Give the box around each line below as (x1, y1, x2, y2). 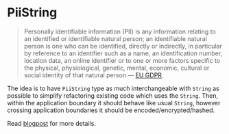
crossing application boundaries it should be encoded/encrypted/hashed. (7, 106, 215, 114)
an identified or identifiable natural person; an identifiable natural (23, 34, 208, 42)
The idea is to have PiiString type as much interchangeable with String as (7, 84, 219, 92)
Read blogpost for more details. (7, 119, 96, 127)
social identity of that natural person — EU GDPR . (23, 70, 164, 79)
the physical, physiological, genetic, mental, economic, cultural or (23, 64, 210, 72)
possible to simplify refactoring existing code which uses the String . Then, (7, 91, 219, 100)
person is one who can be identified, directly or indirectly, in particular (23, 42, 222, 50)
